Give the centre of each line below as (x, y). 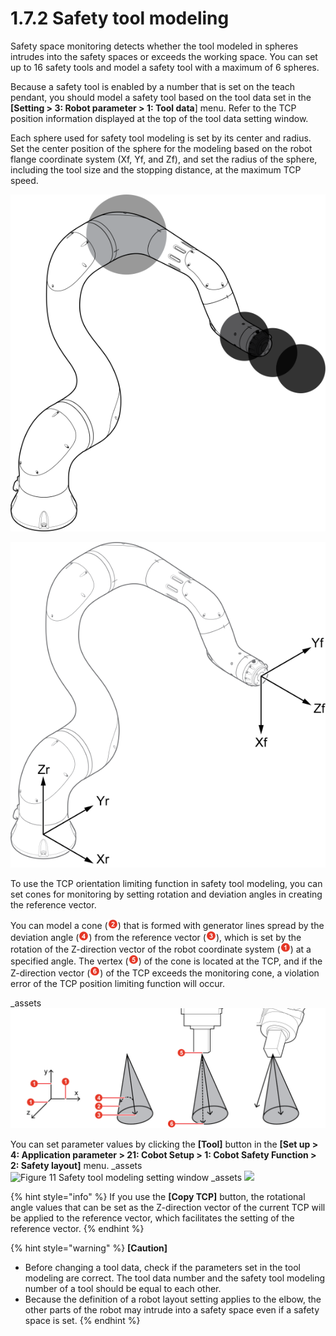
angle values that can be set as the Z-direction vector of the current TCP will (168, 1207)
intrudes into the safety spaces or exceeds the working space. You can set (164, 56)
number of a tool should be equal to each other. (123, 1288)
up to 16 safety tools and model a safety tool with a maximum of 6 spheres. (165, 67)
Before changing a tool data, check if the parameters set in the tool (162, 1267)
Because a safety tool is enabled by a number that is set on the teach (153, 86)
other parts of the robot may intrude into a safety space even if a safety (172, 1309)
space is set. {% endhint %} (82, 1320)
